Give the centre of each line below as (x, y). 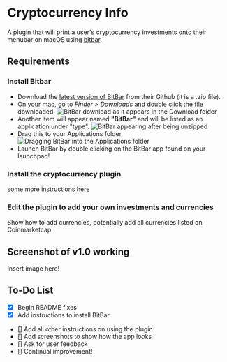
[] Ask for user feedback (52, 344)
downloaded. (36, 111)
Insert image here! (34, 269)
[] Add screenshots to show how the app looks (85, 336)
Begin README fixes (47, 307)
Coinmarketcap (29, 230)
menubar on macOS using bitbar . (55, 39)
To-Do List (30, 291)
